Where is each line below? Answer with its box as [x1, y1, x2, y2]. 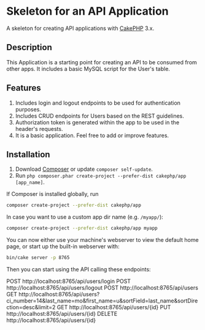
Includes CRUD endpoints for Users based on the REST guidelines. [15, 112, 184, 119]
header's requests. [15, 125, 63, 132]
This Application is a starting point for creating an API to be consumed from [6, 58, 198, 66]
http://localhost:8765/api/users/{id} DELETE [6, 310, 118, 317]
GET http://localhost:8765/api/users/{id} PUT [56, 304, 171, 310]
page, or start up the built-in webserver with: [6, 243, 120, 250]
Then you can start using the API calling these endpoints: [6, 266, 152, 273]
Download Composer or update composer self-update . [15, 165, 153, 173]
